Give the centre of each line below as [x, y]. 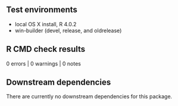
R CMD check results [46, 49]
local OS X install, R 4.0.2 [46, 24]
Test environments [42, 10]
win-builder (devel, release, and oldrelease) [68, 30]
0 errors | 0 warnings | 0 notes [44, 63]
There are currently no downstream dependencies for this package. [89, 96]
